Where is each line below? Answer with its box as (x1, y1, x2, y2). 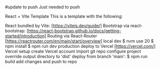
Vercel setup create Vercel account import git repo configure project (5, 48, 141, 54)
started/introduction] (5, 33, 46, 39)
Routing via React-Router (47, 33, 98, 39)
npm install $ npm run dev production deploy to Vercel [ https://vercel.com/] (5, 43, 156, 49)
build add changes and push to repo (5, 59, 77, 64)
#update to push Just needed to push (5, 4, 80, 10)
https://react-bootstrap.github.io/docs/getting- (28, 28, 122, 33)
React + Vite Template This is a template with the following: (5, 14, 123, 19)
